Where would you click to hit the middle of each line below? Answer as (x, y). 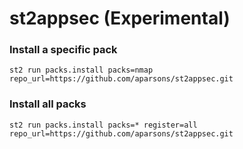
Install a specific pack (63, 50)
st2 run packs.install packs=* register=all (103, 125)
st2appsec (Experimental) (120, 18)
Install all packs (48, 104)
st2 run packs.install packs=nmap (81, 70)
